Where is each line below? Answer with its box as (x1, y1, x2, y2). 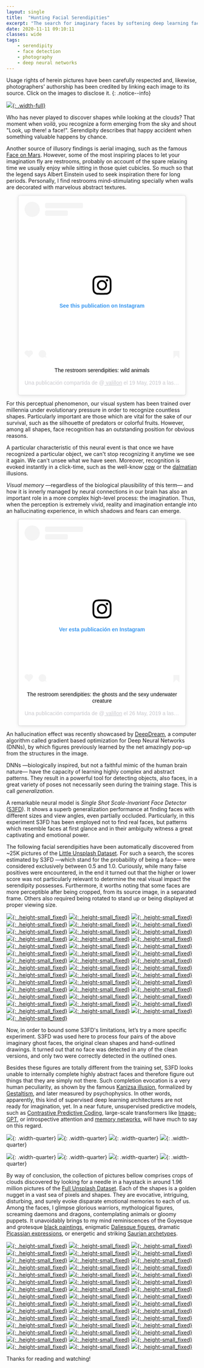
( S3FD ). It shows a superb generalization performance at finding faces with (6, 805, 195, 812)
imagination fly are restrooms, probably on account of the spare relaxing (6, 157, 188, 165)
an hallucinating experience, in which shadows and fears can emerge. (6, 508, 181, 515)
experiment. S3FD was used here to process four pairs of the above (6, 1033, 176, 1040)
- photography (17, 54, 53, 60)
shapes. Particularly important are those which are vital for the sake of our (6, 413, 192, 420)
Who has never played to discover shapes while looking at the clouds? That (6, 114, 195, 121)
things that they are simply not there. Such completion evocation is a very (6, 1077, 191, 1084)
